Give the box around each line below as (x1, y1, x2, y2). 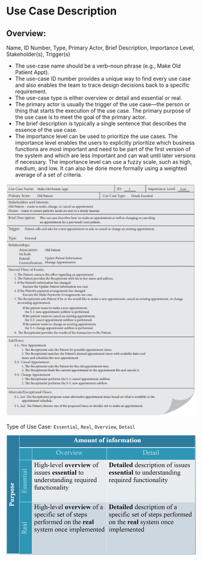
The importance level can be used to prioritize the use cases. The (14, 133, 178, 140)
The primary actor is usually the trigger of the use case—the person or (14, 101, 191, 108)
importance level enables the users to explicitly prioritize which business (14, 139, 195, 146)
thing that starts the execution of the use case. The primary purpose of (14, 107, 191, 114)
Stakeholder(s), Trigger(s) (6, 51, 70, 58)
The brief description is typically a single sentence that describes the (14, 120, 186, 127)
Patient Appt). (14, 69, 50, 76)
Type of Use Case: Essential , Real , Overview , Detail (6, 423, 135, 430)
